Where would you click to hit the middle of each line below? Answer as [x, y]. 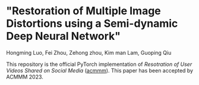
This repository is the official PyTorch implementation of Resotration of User [99, 64]
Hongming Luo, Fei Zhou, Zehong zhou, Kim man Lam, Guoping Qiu [89, 52]
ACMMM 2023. [25, 77]
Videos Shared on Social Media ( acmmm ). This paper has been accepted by [100, 70]
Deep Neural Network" [63, 36]
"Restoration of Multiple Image [84, 11]
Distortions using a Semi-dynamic [92, 23]
